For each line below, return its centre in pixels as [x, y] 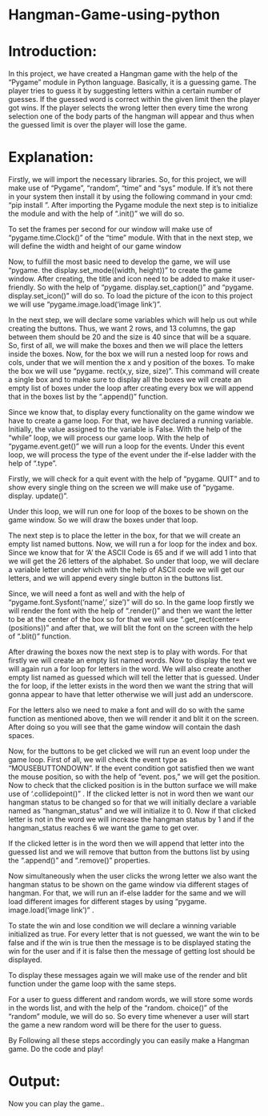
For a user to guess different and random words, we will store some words [131, 1000]
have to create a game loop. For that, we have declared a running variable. [131, 421]
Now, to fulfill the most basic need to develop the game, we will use [119, 262]
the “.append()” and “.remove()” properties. [79, 861]
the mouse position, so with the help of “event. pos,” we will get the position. [134, 777]
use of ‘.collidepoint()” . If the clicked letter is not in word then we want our [131, 794]
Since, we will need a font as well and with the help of [97, 594]
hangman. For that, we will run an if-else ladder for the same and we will [127, 893]
